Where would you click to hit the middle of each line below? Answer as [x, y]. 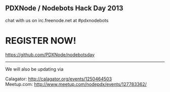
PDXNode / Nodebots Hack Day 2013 [64, 8]
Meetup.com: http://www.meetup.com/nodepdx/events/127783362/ [76, 84]
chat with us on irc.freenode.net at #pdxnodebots [57, 20]
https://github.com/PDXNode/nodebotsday [50, 54]
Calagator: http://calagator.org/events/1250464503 [59, 79]
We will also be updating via [34, 69]
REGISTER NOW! [41, 41]
